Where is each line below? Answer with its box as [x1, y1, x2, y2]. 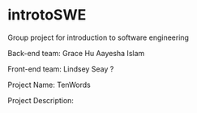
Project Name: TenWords [7, 80, 91, 89]
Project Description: [7, 95, 75, 105]
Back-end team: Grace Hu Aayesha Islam [7, 48, 145, 58]
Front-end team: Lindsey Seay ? [7, 63, 114, 74]
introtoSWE [7, 6, 87, 24]
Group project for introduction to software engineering [7, 33, 190, 42]
